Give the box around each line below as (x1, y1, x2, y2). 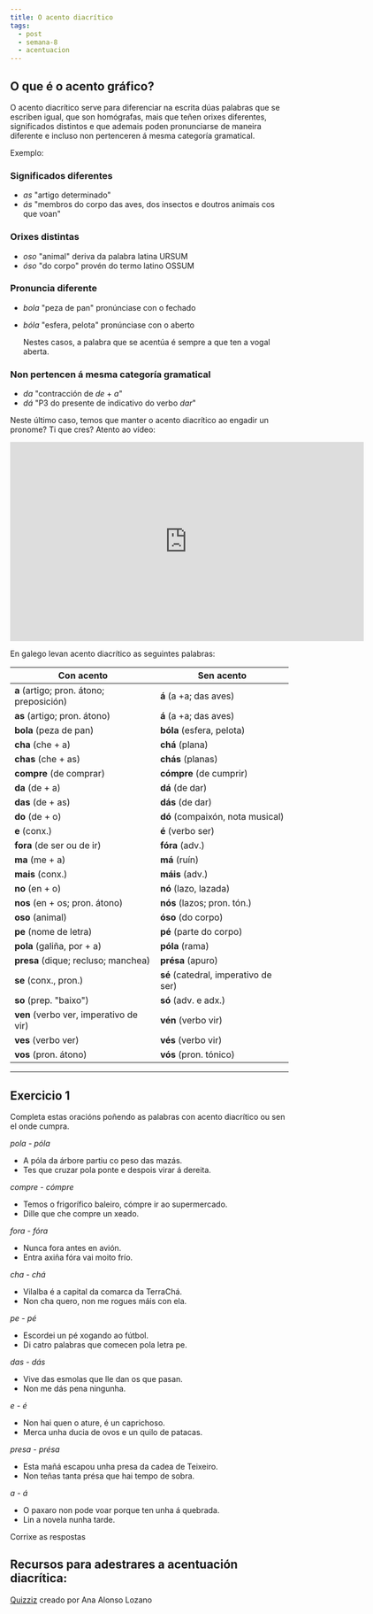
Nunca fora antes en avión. (22, 1242, 122, 1253)
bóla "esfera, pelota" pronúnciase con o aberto (22, 320, 195, 330)
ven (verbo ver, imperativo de (14, 1008, 138, 1021)
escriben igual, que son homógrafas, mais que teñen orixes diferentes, (10, 112, 268, 122)
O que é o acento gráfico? (10, 79, 155, 94)
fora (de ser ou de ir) (14, 839, 102, 852)
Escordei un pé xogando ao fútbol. (22, 1330, 149, 1340)
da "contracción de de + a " (22, 389, 123, 399)
